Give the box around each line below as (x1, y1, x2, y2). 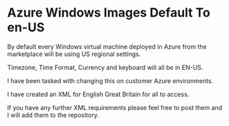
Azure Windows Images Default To (7, 5, 211, 21)
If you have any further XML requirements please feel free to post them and (7, 103, 223, 111)
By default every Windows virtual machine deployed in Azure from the (7, 42, 208, 51)
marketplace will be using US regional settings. (7, 50, 141, 58)
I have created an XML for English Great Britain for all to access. (7, 90, 190, 98)
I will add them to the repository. (7, 111, 99, 119)
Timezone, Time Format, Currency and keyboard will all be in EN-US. (7, 63, 203, 71)
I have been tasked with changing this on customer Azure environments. (7, 76, 214, 84)
